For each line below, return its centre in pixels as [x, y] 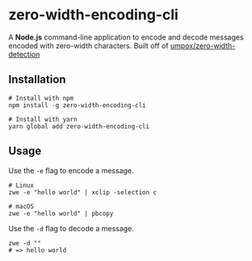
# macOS [21, 206]
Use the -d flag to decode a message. [71, 228]
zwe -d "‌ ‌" [25, 243]
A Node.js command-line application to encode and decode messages [126, 37]
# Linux [21, 185]
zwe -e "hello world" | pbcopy [61, 213]
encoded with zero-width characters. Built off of [88, 45]
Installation [37, 79]
